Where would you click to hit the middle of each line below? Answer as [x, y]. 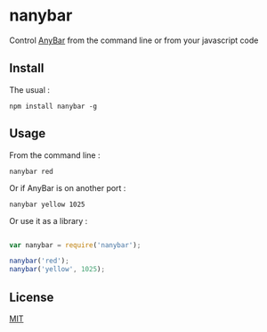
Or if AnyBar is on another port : [68, 187]
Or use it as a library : [49, 220]
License [32, 297]
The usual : [30, 89]
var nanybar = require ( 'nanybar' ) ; [75, 245]
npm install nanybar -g [53, 106]
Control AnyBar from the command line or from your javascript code [134, 40]
